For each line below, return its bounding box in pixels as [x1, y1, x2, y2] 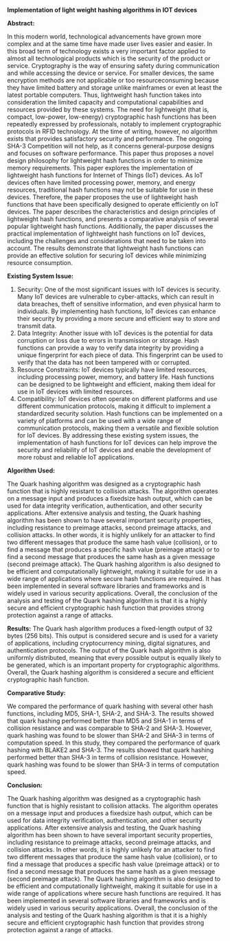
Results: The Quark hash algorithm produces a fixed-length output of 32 [7, 624, 213, 633]
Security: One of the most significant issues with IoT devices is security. [16, 285, 221, 293]
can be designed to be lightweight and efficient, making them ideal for [16, 381, 216, 388]
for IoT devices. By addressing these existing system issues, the [16, 431, 199, 439]
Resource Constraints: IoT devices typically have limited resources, [16, 365, 207, 374]
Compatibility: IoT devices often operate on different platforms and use [16, 395, 218, 403]
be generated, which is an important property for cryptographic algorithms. [7, 661, 220, 669]
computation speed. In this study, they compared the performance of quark [7, 738, 221, 747]
